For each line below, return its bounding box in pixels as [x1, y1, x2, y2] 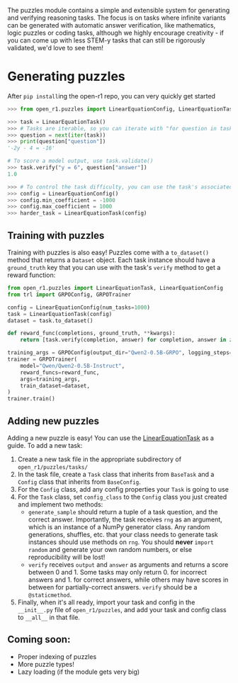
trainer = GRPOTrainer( [7, 356, 78, 363]
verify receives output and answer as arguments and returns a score [28, 560, 229, 569]
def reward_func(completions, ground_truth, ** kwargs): [7, 329, 176, 337]
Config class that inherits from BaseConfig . [17, 478, 142, 486]
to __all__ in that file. [17, 613, 80, 621]
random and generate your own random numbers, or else [28, 545, 193, 553]
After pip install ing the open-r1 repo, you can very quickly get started [7, 91, 216, 100]
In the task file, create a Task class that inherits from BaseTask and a [17, 470, 215, 478]
